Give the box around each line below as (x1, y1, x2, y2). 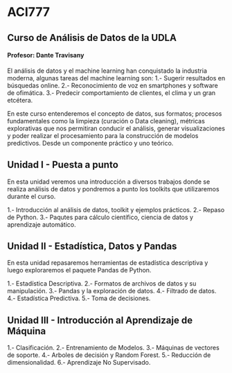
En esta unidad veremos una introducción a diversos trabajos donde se (7, 177, 211, 186)
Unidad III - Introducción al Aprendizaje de (7, 314, 193, 326)
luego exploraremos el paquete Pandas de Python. (7, 266, 152, 275)
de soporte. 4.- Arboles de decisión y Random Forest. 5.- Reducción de (7, 351, 211, 359)
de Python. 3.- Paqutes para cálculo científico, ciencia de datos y (7, 213, 194, 221)
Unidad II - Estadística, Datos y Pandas (7, 240, 177, 252)
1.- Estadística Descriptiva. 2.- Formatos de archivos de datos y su (7, 279, 197, 288)
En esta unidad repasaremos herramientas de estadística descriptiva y (7, 259, 208, 267)
